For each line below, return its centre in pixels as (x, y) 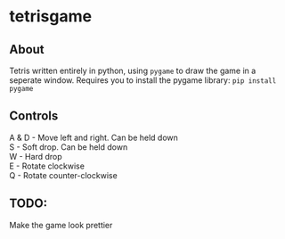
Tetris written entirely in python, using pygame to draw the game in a (133, 70)
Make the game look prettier (61, 225)
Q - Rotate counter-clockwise (63, 175)
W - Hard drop (36, 156)
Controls (34, 116)
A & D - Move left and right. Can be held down (94, 137)
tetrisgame (50, 16)
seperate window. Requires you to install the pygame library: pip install (143, 80)
